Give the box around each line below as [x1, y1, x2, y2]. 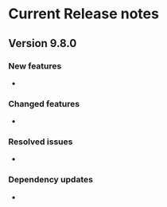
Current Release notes [8, 5, 159, 23]
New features [8, 61, 62, 72]
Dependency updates [8, 174, 94, 186]
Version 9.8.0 [8, 37, 77, 50]
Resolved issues [8, 136, 73, 147]
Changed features [8, 98, 80, 109]
